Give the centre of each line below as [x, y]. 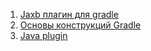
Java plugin [43, 35]
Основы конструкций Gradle [80, 25]
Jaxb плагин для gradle [69, 14]
